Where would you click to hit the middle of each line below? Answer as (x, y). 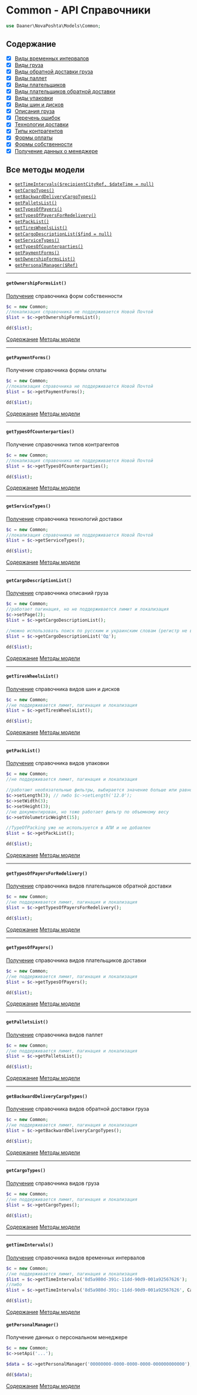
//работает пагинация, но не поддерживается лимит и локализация (87, 610)
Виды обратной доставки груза (54, 72)
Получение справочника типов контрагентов (62, 444)
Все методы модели (45, 170)
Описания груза (35, 111)
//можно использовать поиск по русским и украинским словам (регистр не (97, 631)
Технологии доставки (42, 124)
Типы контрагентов (39, 131)
